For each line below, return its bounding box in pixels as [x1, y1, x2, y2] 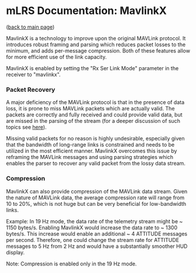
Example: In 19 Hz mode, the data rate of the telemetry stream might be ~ [6, 217, 183, 224]
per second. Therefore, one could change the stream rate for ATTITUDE [6, 236, 180, 243]
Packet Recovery [6, 85, 56, 94]
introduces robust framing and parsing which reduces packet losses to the [6, 41, 186, 48]
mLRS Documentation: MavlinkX [6, 4, 167, 18]
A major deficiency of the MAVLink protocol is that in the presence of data [6, 99, 185, 106]
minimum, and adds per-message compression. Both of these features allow [6, 47, 190, 54]
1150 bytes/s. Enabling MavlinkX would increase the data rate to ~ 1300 [6, 224, 178, 231]
